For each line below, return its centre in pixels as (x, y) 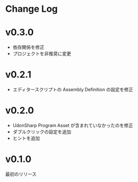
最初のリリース (21, 174)
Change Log (31, 9)
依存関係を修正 (28, 47)
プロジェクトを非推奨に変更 (42, 54)
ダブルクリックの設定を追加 (42, 132)
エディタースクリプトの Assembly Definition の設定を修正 (73, 90)
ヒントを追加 (26, 138)
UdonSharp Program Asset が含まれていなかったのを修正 (73, 125)
